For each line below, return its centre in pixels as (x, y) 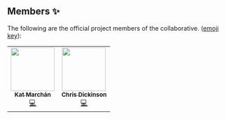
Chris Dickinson (84, 94)
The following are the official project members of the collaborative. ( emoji (113, 28)
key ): (15, 35)
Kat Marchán (33, 94)
